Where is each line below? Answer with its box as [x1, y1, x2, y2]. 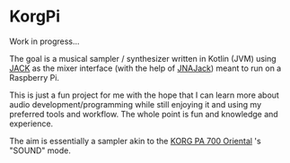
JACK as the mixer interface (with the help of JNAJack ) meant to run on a [9, 63, 282, 73]
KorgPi [9, 6, 61, 27]
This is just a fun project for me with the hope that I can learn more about [9, 90, 280, 100]
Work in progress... [9, 36, 80, 47]
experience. [9, 118, 54, 129]
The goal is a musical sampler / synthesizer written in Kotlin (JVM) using [9, 53, 277, 64]
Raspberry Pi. [9, 72, 60, 82]
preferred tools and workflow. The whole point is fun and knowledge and [9, 108, 278, 119]
